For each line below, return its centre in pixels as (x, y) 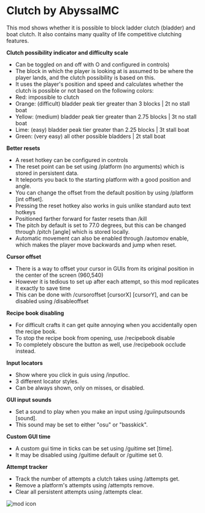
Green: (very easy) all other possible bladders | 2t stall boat (90, 136)
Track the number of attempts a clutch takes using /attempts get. (97, 479)
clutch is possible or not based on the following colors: (84, 90)
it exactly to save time (43, 288)
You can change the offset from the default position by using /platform (104, 192)
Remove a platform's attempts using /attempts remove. (85, 485)
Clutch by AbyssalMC (63, 11)
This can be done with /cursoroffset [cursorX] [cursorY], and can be (102, 295)
